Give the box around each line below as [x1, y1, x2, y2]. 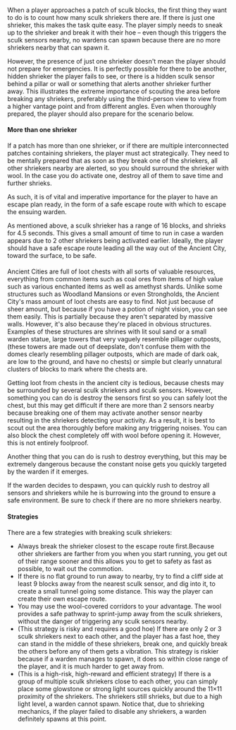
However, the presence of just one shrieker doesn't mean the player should [7, 57, 226, 65]
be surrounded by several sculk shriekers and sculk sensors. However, [7, 386, 213, 395]
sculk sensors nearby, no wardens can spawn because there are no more [7, 35, 221, 44]
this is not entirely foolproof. [7, 439, 89, 447]
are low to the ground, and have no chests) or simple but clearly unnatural [7, 358, 222, 366]
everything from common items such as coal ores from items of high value [7, 275, 223, 283]
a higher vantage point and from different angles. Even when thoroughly [7, 102, 217, 110]
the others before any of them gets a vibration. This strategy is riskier [17, 647, 219, 655]
